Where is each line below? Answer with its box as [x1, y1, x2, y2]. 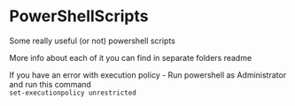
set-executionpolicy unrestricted [9, 88, 137, 97]
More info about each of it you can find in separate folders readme [9, 52, 252, 63]
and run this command [9, 79, 91, 89]
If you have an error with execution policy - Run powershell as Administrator [9, 69, 286, 80]
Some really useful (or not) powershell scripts [9, 35, 175, 46]
